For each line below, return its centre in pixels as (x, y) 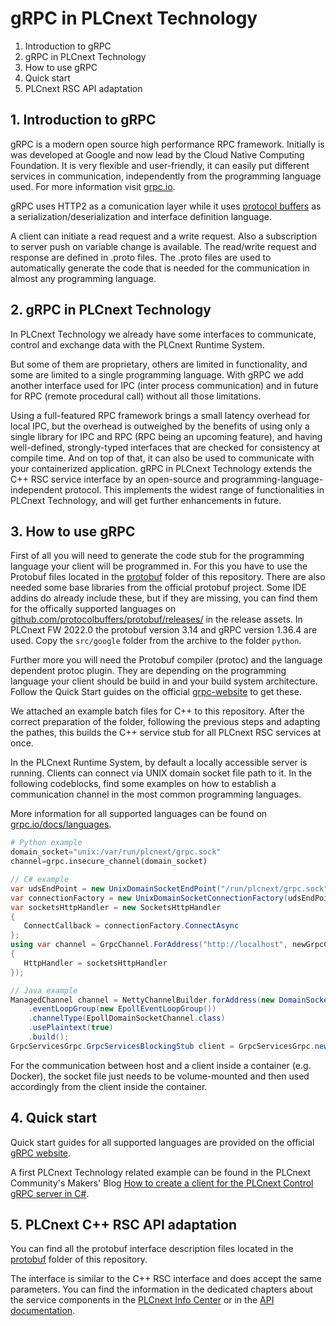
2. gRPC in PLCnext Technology (111, 310)
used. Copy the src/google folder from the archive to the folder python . (156, 641)
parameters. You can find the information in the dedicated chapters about (161, 1289)
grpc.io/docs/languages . (61, 824)
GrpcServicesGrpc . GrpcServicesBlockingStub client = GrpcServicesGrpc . (162, 1046)
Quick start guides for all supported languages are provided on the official (162, 1142)
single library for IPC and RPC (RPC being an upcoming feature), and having (166, 436)
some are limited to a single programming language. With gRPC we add (157, 374)
